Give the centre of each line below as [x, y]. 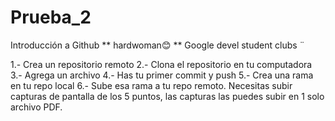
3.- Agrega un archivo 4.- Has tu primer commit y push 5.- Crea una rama [162, 75]
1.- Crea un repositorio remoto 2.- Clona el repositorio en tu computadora [161, 64]
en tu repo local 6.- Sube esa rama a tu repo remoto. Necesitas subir [151, 85]
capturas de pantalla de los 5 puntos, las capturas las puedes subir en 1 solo [167, 96]
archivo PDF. [36, 107]
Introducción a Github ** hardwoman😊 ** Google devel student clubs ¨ [157, 45]
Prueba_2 [51, 17]
